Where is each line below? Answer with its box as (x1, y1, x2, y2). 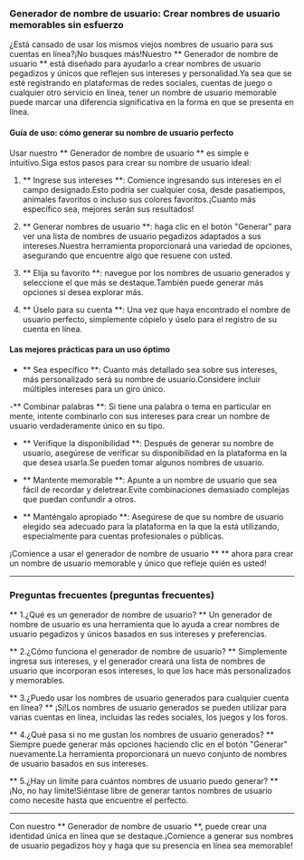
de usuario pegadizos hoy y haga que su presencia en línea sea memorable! (9, 840, 294, 851)
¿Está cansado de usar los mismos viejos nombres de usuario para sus (9, 39, 274, 50)
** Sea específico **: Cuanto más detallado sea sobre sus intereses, (22, 364, 278, 375)
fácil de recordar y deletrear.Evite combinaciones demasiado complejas (22, 483, 290, 495)
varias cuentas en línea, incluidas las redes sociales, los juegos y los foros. (9, 712, 289, 722)
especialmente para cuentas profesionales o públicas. (22, 530, 224, 541)
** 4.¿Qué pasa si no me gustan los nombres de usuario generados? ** (9, 730, 274, 740)
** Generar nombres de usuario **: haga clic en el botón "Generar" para (22, 221, 292, 232)
